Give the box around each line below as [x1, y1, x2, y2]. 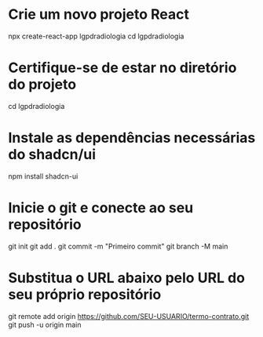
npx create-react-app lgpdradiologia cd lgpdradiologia [8, 31, 184, 41]
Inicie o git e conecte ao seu [8, 199, 194, 216]
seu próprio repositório [8, 285, 162, 303]
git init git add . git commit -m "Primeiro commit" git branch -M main [8, 241, 228, 251]
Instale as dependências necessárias [8, 129, 256, 147]
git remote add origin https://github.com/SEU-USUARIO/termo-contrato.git [8, 311, 250, 321]
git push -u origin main [8, 320, 82, 329]
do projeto [8, 76, 77, 93]
